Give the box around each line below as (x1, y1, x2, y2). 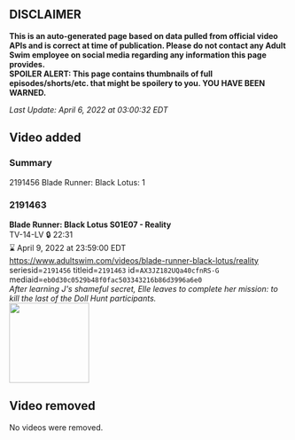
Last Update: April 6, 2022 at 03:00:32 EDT (9, 104, 168, 114)
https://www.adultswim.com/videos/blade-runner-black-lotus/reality (9, 255, 260, 265)
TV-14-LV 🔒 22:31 (9, 229, 74, 240)
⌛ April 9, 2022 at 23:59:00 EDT (9, 242, 127, 253)
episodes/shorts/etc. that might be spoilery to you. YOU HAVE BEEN (9, 77, 266, 88)
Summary (9, 157, 53, 169)
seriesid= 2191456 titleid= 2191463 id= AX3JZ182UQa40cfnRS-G (9, 264, 220, 275)
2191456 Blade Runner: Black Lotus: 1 (9, 177, 146, 187)
